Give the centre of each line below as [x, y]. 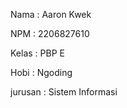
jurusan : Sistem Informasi [64, 92]
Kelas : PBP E [37, 53]
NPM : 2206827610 [50, 33]
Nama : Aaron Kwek [51, 14]
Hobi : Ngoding [41, 72]
